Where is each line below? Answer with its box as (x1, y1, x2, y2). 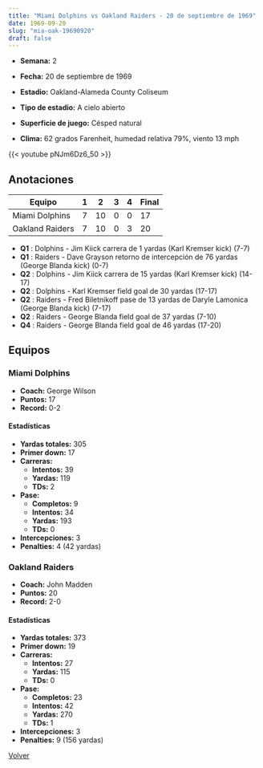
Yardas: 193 (31, 515, 72, 526)
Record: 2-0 (19, 597, 62, 607)
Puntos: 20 (19, 588, 58, 598)
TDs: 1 (31, 718, 54, 728)
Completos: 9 (31, 498, 79, 508)
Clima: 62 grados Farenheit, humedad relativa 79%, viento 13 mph (19, 134, 240, 144)
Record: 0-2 (19, 403, 62, 412)
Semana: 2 (19, 56, 58, 66)
